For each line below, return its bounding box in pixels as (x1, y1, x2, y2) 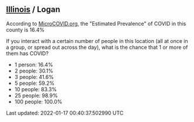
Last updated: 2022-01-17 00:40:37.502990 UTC (6, 109, 124, 116)
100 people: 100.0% (14, 98, 63, 105)
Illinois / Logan (6, 5, 60, 15)
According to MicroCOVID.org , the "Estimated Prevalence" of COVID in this (6, 20, 186, 27)
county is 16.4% (6, 26, 45, 33)
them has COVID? (6, 49, 49, 57)
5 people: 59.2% (14, 80, 55, 87)
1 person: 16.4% (14, 61, 54, 68)
